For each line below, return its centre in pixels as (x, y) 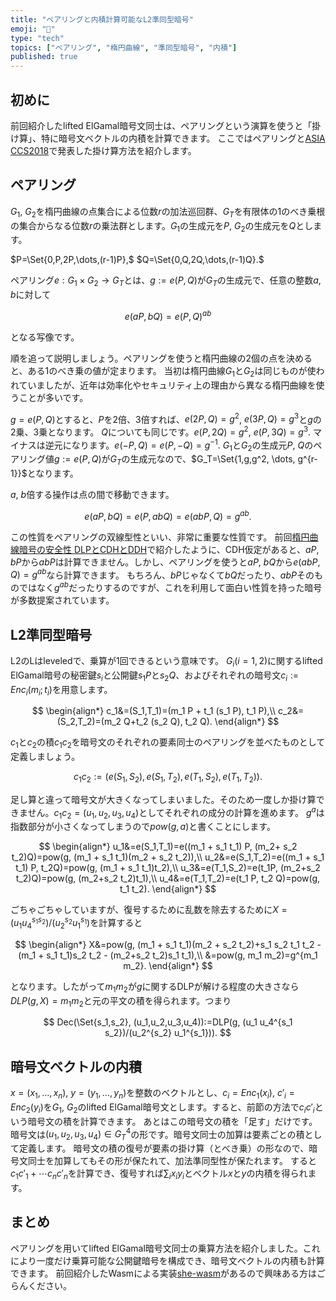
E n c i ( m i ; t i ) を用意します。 (61, 690)
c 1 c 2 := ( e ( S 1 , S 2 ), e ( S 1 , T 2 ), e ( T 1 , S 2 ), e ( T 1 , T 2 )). (168, 778)
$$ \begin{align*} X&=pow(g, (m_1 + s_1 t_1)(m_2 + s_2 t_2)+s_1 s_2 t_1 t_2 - (168, 944)
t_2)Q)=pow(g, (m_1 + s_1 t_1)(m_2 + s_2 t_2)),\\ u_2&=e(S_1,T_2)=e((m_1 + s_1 (168, 857)
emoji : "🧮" (33, 29)
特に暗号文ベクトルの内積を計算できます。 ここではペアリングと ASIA (183, 138)
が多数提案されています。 (62, 600)
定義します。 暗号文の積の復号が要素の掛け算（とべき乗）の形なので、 (164, 1148)
